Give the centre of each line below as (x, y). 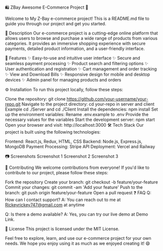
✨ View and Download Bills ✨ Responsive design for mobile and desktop (78, 74)
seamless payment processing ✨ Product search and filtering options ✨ (77, 63)
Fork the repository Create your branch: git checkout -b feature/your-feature (81, 182)
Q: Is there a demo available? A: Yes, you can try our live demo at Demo (77, 214)
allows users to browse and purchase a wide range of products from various (81, 38)
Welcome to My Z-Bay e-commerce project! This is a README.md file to (77, 18)
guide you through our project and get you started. (56, 24)
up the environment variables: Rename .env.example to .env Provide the (77, 114)
